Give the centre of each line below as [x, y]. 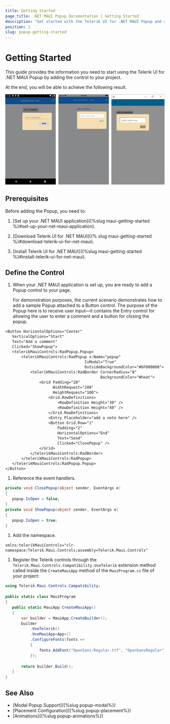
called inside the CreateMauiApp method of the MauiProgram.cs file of [83, 571]
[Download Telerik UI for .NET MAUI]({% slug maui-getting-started [82, 236]
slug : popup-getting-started [36, 32]
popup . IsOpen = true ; [35, 520]
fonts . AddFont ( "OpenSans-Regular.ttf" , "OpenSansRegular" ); [104, 650]
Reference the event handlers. [44, 478]
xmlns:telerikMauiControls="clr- [40, 545]
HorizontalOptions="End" [83, 433]
